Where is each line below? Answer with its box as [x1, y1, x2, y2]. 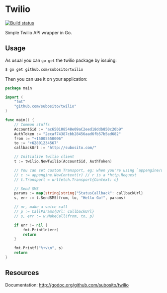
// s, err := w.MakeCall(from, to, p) [14, 213, 94, 219]
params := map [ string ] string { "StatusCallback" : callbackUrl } [14, 191, 143, 196]
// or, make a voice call [14, 204, 68, 210]
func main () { [5, 118, 35, 123]
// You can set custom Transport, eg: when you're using [14, 168, 135, 173]
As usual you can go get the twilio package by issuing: [5, 57, 117, 63]
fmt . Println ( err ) [23, 227, 59, 232]
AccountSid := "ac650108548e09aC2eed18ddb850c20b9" [14, 127, 123, 132]
